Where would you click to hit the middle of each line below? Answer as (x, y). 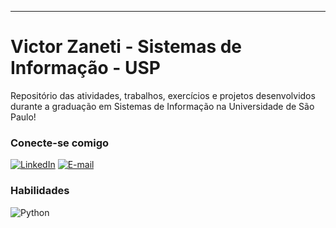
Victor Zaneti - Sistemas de (126, 47)
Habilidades (40, 191)
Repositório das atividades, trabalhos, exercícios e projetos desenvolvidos (163, 95)
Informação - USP (85, 68)
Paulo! (23, 117)
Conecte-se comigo (60, 143)
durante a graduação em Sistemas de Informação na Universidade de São (162, 106)
